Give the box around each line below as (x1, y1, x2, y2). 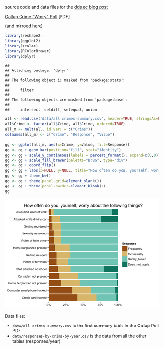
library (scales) (5, 44, 38, 48)
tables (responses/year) (12, 338, 61, 344)
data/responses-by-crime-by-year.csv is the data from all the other (12, 333, 147, 339)
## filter (5, 88, 34, 93)
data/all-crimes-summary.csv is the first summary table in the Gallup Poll (12, 323, 159, 328)
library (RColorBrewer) (5, 48, 51, 53)
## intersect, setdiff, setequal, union (5, 107, 97, 112)
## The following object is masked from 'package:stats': (5, 78, 125, 83)
